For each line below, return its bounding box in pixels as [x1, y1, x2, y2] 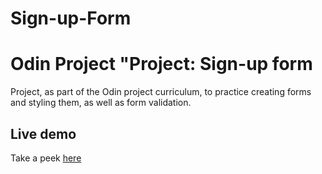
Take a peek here [10, 152, 82, 164]
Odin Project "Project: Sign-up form [10, 53, 313, 76]
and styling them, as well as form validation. [10, 97, 192, 109]
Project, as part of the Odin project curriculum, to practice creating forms [10, 86, 312, 98]
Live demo [10, 125, 77, 142]
